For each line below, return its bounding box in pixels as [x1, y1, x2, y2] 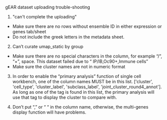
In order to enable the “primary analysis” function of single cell [12, 73, 141, 79]
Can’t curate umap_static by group [12, 44, 84, 49]
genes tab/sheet [12, 29, 46, 34]
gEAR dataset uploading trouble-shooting [5, 4, 91, 10]
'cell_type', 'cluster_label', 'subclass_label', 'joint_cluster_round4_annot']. [12, 84, 162, 90]
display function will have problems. [12, 109, 86, 115]
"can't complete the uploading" [12, 14, 77, 19]
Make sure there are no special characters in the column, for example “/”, [12, 53, 163, 59]
